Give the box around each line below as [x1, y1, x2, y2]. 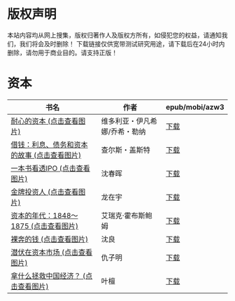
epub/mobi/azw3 [165, 102, 225, 112]
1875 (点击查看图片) [10, 221, 79, 231]
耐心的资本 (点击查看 [10, 116, 79, 126]
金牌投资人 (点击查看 [10, 187, 79, 197]
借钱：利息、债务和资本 [10, 139, 89, 149]
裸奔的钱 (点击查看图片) [10, 234, 89, 244]
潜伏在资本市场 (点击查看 [10, 247, 93, 257]
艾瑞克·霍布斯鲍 [101, 211, 152, 220]
